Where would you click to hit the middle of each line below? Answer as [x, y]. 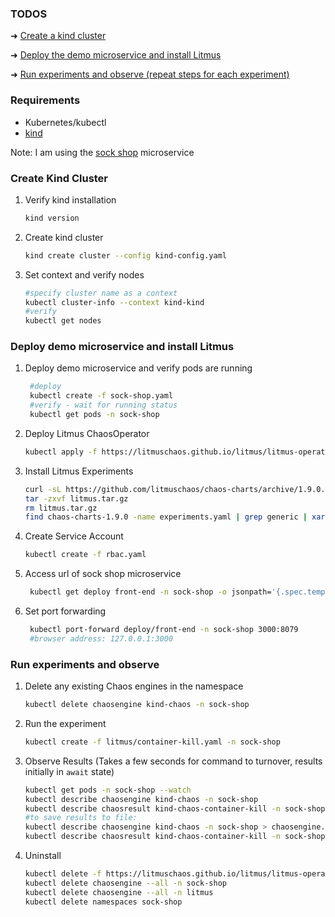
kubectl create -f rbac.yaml [85, 555]
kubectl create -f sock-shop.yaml [101, 396]
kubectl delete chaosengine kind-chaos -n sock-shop [137, 705]
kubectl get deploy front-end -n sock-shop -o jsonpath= [150, 592]
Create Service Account [74, 536]
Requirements [45, 100]
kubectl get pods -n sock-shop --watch [108, 790]
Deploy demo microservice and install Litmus [122, 347]
